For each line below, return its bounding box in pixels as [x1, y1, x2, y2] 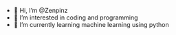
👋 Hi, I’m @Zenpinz [13, 7, 68, 14]
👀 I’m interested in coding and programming [13, 13, 139, 22]
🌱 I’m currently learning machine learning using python [13, 21, 170, 28]
